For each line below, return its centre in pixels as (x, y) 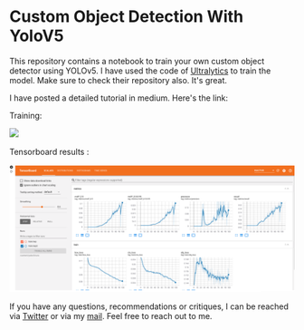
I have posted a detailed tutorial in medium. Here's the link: (119, 98)
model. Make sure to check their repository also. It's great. (119, 80)
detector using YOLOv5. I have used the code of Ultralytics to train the (140, 71)
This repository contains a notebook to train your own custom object (137, 61)
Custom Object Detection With (127, 17)
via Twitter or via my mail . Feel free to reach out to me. (111, 316)
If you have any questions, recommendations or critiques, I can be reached (149, 306)
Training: (26, 115)
